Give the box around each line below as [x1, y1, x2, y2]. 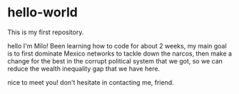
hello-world [7, 4, 78, 21]
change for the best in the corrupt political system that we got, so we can [7, 56, 223, 65]
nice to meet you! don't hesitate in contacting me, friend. [7, 78, 175, 86]
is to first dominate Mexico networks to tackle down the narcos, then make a [7, 49, 233, 58]
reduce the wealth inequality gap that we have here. [7, 64, 161, 73]
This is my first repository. [7, 28, 84, 36]
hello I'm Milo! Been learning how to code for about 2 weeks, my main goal [7, 41, 227, 50]
